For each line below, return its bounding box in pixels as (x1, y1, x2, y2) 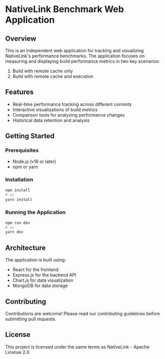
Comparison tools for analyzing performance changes (12, 112, 125, 118)
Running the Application (5, 209, 66, 216)
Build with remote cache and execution (12, 73, 94, 79)
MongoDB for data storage (12, 283, 68, 289)
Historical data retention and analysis (12, 117, 90, 123)
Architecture (5, 243, 46, 252)
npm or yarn (12, 163, 38, 169)
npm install (5, 188, 30, 193)
